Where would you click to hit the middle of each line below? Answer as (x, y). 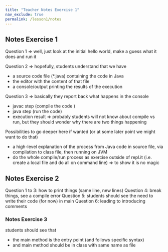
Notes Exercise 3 (26, 219)
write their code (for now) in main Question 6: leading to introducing (75, 201)
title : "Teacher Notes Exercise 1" (42, 10)
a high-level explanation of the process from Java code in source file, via (88, 147)
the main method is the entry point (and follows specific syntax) (78, 240)
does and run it (21, 57)
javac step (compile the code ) (44, 106)
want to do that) (22, 137)
